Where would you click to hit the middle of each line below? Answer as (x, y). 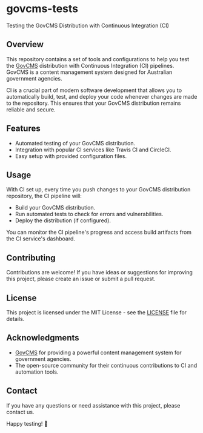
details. (15, 319)
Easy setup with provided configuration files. (71, 156)
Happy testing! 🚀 (27, 423)
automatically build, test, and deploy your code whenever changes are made (102, 96)
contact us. (20, 412)
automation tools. (37, 372)
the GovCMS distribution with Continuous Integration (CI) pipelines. (90, 65)
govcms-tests (42, 9)
